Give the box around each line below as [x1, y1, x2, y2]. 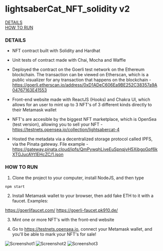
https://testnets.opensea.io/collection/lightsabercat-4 [12, 127, 120, 133]
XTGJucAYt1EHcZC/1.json [12, 151, 64, 157]
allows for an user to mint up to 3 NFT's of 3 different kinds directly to [12, 102, 152, 108]
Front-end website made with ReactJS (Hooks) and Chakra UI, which [12, 97, 150, 102]
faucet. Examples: [12, 198, 49, 203]
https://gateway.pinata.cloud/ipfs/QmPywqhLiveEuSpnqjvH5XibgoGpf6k [12, 147, 158, 152]
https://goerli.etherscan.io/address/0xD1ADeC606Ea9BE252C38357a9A [12, 82, 158, 88]
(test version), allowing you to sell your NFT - [12, 121, 103, 127]
